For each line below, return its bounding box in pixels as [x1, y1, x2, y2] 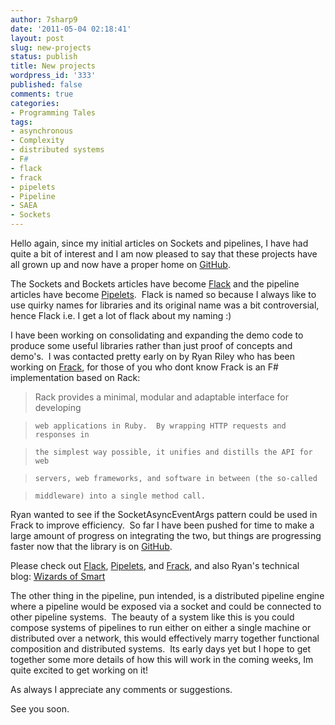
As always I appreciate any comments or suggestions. [10, 684, 233, 695]
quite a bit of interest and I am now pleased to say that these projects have [10, 248, 318, 260]
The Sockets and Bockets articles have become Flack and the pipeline [10, 278, 300, 290]
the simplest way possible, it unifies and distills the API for [34, 447, 313, 457]
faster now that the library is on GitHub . [10, 541, 173, 552]
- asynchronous [10, 126, 74, 136]
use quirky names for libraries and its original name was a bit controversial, [10, 299, 320, 311]
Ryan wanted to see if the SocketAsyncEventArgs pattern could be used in [10, 509, 318, 520]
